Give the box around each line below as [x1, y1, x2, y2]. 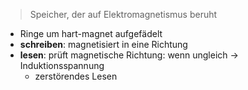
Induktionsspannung [19, 60, 105, 71]
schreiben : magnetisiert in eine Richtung [19, 39, 188, 50]
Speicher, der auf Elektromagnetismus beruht [29, 9, 218, 20]
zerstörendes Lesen [34, 70, 118, 82]
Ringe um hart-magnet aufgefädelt [19, 28, 163, 39]
